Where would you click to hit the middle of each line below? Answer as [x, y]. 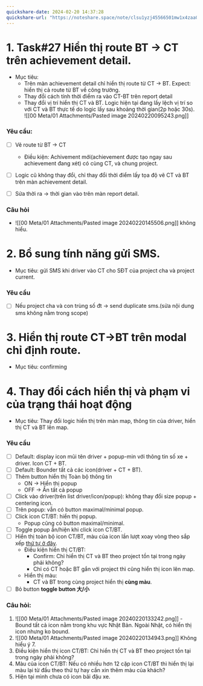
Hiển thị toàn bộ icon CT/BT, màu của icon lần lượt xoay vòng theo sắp [102, 536]
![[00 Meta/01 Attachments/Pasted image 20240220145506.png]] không [105, 223]
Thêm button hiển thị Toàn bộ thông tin [63, 476]
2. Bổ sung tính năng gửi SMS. [83, 254]
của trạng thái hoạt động [69, 404]
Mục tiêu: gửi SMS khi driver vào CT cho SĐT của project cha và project [105, 271]
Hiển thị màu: [40, 576]
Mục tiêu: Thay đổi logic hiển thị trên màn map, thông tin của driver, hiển [105, 421]
